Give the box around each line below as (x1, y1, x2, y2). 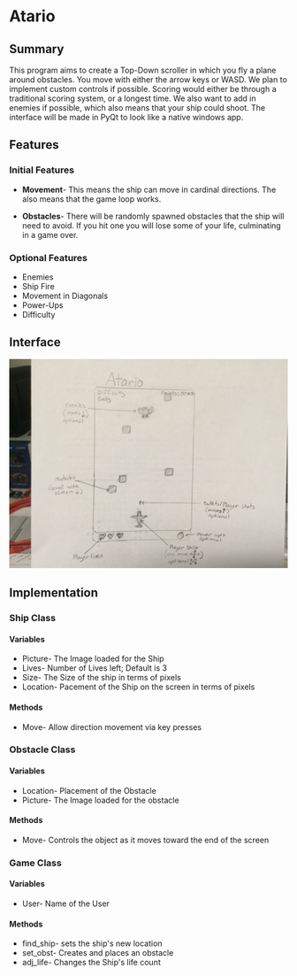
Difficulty (21, 309, 56, 319)
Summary (9, 42, 65, 57)
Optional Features (9, 251, 88, 264)
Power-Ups (21, 299, 64, 311)
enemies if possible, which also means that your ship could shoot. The (9, 103, 266, 112)
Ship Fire (21, 281, 55, 291)
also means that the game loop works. (21, 193, 162, 204)
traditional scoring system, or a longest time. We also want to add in (9, 93, 256, 104)
